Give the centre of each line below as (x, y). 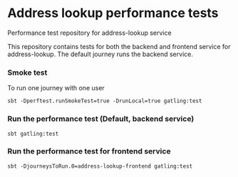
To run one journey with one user (56, 88)
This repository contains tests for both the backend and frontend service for (119, 46)
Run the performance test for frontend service (89, 151)
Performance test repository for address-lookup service (90, 33)
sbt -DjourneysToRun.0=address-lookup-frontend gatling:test (100, 166)
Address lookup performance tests (113, 13)
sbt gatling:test (33, 134)
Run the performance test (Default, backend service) (101, 119)
